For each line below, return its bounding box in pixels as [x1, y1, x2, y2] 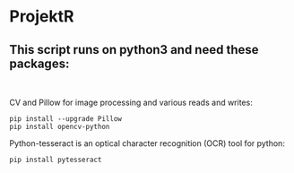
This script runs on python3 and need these [9, 42, 259, 57]
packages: [9, 56, 70, 71]
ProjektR [9, 6, 74, 27]
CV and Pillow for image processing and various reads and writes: [9, 97, 253, 108]
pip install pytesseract [9, 155, 102, 164]
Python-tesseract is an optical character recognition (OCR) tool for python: [9, 138, 285, 149]
